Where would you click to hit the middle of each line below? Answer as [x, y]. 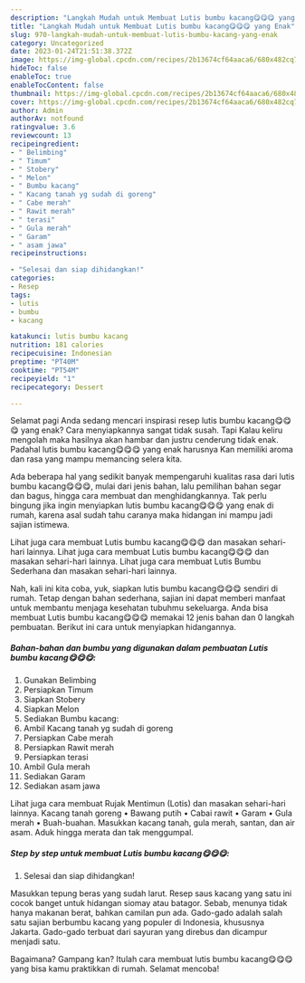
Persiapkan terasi [56, 758]
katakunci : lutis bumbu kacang [69, 337]
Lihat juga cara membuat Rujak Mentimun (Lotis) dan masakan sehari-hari [148, 804]
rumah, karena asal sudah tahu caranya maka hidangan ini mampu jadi [142, 515]
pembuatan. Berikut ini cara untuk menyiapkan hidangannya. [123, 627]
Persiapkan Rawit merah [69, 748]
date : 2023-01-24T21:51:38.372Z [71, 52]
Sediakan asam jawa [62, 786]
